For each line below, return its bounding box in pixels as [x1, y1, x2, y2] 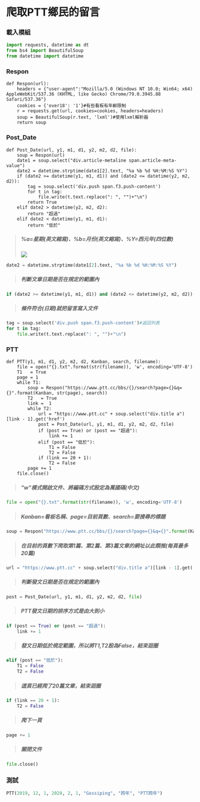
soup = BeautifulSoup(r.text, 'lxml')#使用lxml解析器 [17, 114, 149, 120]
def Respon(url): [6, 81, 49, 87]
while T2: [27, 406, 52, 412]
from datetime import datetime [6, 53, 84, 60]
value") [6, 162, 26, 169]
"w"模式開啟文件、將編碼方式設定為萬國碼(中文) [20, 484, 140, 491]
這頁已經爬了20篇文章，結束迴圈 [20, 682, 101, 689]
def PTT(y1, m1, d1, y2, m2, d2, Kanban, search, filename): [6, 359, 161, 365]
